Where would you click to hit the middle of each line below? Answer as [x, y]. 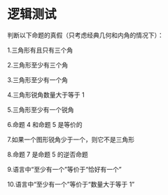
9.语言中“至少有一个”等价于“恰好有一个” [65, 169]
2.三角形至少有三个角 [38, 65]
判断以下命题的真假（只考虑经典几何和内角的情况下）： [85, 35]
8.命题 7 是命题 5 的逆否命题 [48, 154]
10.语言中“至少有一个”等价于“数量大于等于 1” [71, 184]
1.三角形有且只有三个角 [40, 50]
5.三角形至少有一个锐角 [41, 109]
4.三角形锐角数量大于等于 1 [46, 95]
